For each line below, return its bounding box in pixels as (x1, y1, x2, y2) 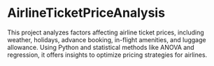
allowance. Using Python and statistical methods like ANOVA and (7, 43, 194, 51)
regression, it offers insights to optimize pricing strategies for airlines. (7, 51, 208, 59)
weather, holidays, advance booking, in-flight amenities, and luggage (7, 35, 206, 44)
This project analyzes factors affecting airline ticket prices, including (7, 28, 204, 37)
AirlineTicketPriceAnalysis (7, 5, 166, 21)
